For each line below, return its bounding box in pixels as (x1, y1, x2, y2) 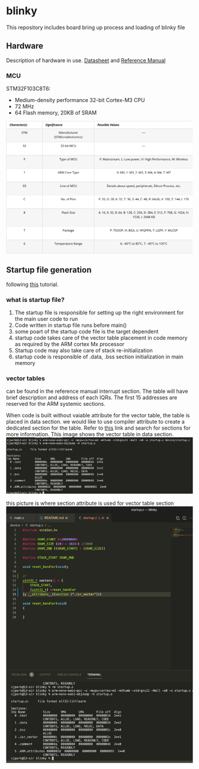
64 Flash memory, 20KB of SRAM (14, 109, 97, 116)
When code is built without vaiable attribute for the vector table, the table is (6, 412, 190, 419)
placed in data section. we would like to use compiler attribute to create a (6, 418, 185, 425)
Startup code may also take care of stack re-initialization (14, 347, 153, 354)
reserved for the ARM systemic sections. (6, 401, 105, 408)
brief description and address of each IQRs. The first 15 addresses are (6, 394, 178, 401)
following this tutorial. (6, 281, 59, 288)
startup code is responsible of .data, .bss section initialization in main (14, 353, 184, 360)
